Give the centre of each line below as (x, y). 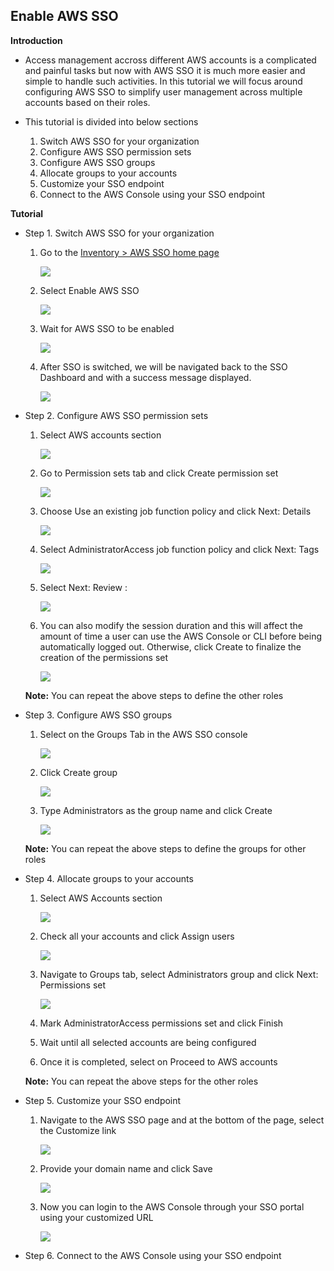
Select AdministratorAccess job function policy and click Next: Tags (179, 549)
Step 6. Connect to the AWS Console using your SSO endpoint (153, 1255)
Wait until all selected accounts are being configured (148, 1042)
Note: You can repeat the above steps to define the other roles (154, 695)
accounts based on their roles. (87, 102)
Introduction (36, 40)
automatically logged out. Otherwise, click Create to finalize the (170, 646)
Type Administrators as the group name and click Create (156, 810)
